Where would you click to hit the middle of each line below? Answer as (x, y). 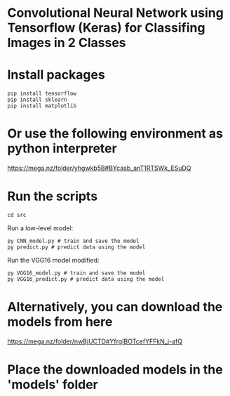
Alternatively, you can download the (115, 307)
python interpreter (62, 148)
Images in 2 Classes (67, 43)
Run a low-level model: (40, 228)
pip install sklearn (38, 100)
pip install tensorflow (42, 94)
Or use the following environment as (115, 134)
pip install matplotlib (42, 106)
